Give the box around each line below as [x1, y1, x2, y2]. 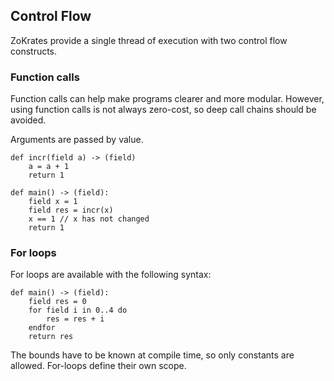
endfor [28, 323, 56, 333]
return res [28, 332, 74, 342]
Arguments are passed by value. [10, 134, 144, 146]
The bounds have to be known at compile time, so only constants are [10, 349, 295, 361]
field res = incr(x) [28, 205, 114, 216]
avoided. [10, 114, 47, 126]
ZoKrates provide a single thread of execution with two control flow [10, 34, 288, 46]
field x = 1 [28, 197, 78, 207]
